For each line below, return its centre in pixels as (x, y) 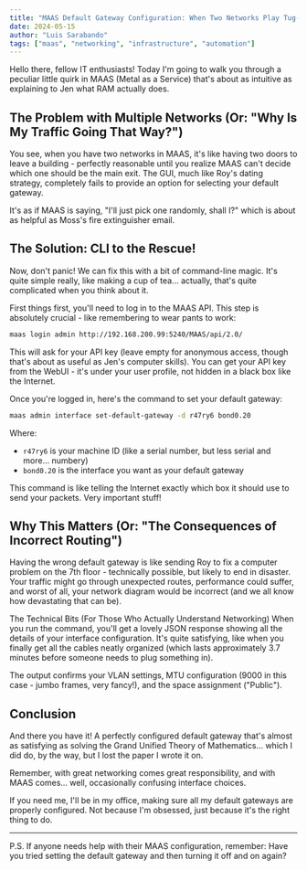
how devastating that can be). (65, 601)
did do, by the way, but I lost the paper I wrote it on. (106, 756)
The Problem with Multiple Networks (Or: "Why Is (153, 117)
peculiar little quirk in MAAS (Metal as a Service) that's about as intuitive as (151, 80)
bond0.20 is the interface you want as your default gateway (133, 470)
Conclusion (43, 714)
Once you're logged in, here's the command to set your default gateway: (146, 398)
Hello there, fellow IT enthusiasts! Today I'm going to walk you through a (145, 69)
